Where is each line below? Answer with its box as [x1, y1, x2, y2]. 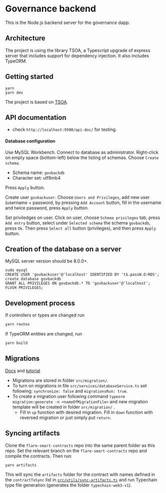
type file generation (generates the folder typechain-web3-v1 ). [5, 482, 132, 488]
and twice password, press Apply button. [5, 204, 89, 210]
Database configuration [5, 138, 56, 144]
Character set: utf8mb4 [12, 174, 61, 180]
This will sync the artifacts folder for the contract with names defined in [5, 471, 156, 477]
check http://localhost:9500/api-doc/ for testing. [12, 126, 117, 132]
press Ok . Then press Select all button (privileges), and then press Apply [5, 225, 156, 231]
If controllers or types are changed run [5, 312, 85, 318]
